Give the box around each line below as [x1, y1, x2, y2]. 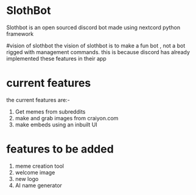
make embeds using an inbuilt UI [15, 121, 97, 128]
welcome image [15, 168, 55, 176]
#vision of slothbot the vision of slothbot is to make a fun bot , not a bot [6, 42, 186, 49]
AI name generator [15, 182, 63, 189]
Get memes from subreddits [15, 108, 86, 115]
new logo [15, 175, 39, 182]
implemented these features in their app [6, 55, 107, 62]
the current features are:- [6, 96, 70, 103]
